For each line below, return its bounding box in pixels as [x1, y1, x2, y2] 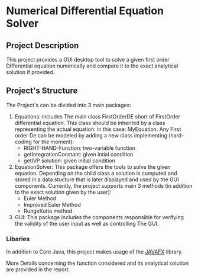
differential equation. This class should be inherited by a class [14, 119, 165, 126]
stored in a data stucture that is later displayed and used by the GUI [14, 176, 179, 183]
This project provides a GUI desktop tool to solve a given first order [6, 56, 170, 63]
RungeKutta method [23, 207, 73, 214]
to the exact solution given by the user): [14, 188, 112, 195]
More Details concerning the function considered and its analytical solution [6, 259, 189, 267]
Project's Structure [6, 86, 78, 96]
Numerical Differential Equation [6, 4, 164, 18]
